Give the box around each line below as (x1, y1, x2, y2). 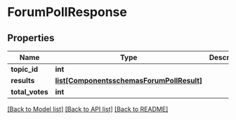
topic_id (11, 64, 39, 74)
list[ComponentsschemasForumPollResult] (55, 76, 202, 85)
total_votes (11, 87, 49, 96)
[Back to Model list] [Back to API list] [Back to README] (7, 105, 169, 113)
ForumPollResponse (7, 4, 128, 20)
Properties (7, 32, 55, 44)
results (11, 76, 35, 85)
